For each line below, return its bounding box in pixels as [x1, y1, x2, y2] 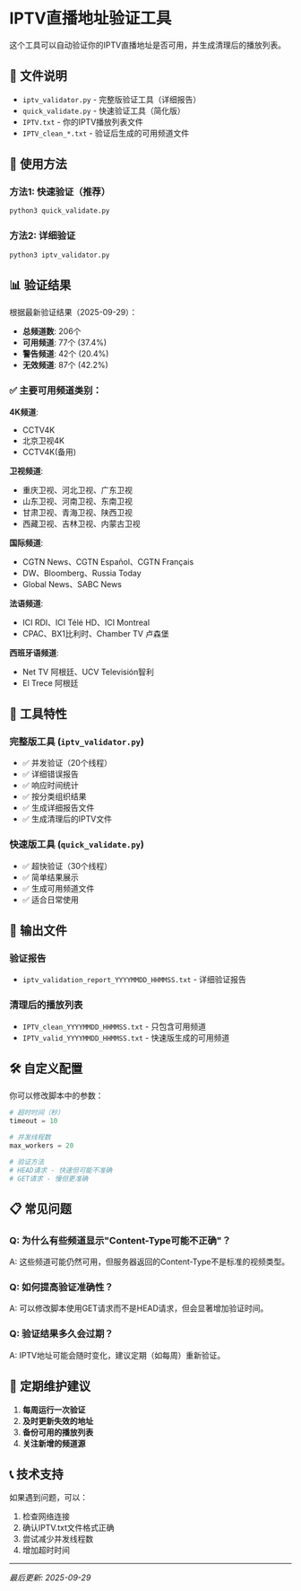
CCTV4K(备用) [21, 446, 77, 457]
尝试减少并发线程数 [21, 1534, 94, 1544]
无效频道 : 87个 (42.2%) [21, 360, 109, 371]
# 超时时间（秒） [9, 1108, 64, 1118]
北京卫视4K [21, 435, 65, 445]
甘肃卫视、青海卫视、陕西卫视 [21, 506, 133, 517]
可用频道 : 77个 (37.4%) [21, 338, 107, 348]
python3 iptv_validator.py [9, 251, 110, 259]
